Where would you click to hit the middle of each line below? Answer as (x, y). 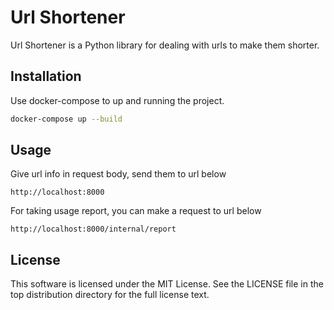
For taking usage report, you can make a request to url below (136, 211)
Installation (46, 76)
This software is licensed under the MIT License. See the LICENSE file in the (167, 284)
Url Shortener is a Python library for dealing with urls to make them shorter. (165, 45)
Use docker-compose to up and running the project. (117, 100)
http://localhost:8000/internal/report (93, 229)
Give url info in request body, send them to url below (118, 174)
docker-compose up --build (66, 119)
